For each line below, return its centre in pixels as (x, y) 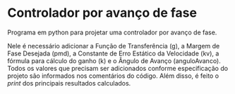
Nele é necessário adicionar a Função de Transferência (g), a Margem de (114, 46)
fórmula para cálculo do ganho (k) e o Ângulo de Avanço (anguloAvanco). (114, 60)
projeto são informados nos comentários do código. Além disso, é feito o (113, 76)
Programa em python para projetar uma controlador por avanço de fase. (112, 32)
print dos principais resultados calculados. (69, 83)
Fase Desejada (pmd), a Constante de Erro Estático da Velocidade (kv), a (113, 53)
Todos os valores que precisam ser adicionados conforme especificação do (117, 68)
